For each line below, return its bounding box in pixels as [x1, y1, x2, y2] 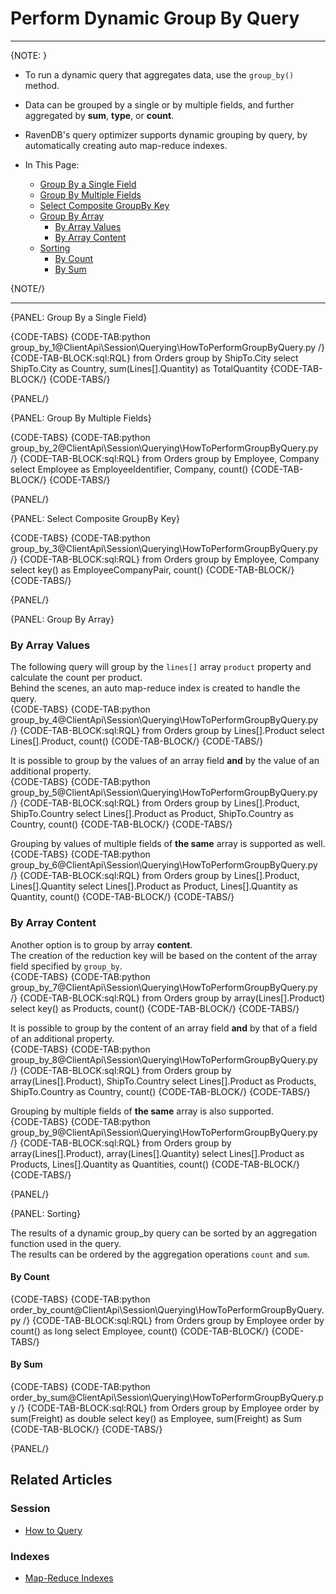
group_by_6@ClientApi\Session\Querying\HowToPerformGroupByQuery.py [10, 859, 318, 871]
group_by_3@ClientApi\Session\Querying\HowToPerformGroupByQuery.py [10, 542, 318, 554]
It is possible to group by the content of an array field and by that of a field [10, 1022, 318, 1034]
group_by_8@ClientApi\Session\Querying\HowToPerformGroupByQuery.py [10, 1053, 318, 1066]
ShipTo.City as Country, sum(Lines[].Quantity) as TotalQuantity [10, 362, 268, 374]
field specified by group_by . [10, 960, 123, 972]
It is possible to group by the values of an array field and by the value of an [10, 755, 320, 767]
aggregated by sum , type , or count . [24, 109, 175, 121]
